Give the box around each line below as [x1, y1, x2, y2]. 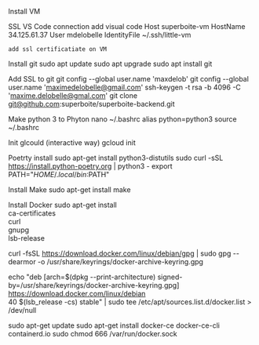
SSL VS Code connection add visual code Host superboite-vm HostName [8, 22, 246, 31]
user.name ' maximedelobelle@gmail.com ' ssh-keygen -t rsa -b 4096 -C [8, 82, 242, 92]
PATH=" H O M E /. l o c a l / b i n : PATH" [8, 170, 110, 179]
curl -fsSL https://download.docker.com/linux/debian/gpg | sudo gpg [8, 249, 232, 258]
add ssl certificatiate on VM [8, 45, 108, 53]
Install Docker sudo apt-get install [8, 200, 118, 209]
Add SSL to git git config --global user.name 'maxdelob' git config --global [8, 74, 250, 83]
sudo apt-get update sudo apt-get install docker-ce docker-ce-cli [8, 321, 220, 330]
